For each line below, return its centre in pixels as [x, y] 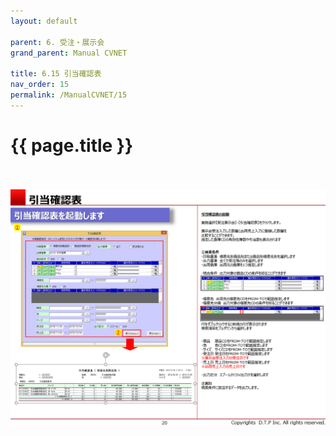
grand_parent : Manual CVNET [69, 53]
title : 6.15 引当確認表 [56, 74]
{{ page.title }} [72, 145]
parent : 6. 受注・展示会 [57, 42]
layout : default [44, 21]
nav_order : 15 [40, 85]
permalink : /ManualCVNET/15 [69, 95]
